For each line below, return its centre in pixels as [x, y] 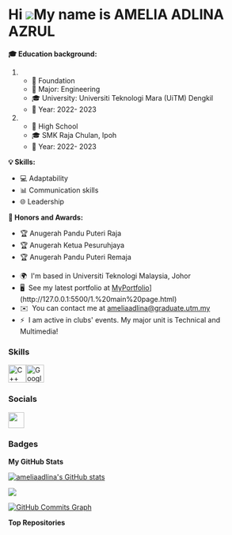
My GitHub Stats [36, 461]
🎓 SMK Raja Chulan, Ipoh [74, 135]
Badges [23, 444]
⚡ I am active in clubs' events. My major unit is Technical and [120, 319]
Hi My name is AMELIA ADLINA [116, 15]
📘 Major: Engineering [66, 89]
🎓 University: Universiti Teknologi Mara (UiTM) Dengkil [122, 97]
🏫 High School [55, 126]
